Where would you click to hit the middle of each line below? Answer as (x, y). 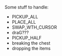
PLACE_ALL (24, 22)
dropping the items (31, 48)
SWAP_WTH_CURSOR (34, 27)
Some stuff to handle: (27, 7)
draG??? (20, 32)
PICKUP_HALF (27, 38)
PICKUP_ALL (25, 17)
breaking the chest (31, 43)
